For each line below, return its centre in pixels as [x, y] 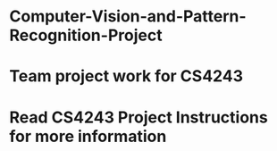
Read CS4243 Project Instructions [138, 117]
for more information [88, 136]
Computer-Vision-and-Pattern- [128, 17]
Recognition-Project [86, 35]
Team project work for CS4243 [126, 76]
